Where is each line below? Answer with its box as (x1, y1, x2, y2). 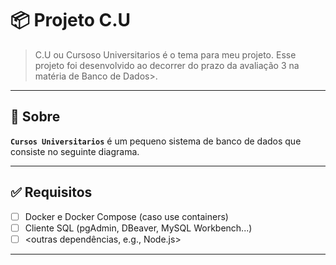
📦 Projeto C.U (10, 9, 132, 32)
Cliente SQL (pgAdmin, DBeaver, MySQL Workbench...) (24, 222, 253, 234)
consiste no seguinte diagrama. (10, 145, 140, 157)
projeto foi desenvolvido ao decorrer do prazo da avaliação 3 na (34, 59, 300, 71)
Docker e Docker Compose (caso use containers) (24, 210, 229, 222)
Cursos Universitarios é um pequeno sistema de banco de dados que (10, 135, 302, 147)
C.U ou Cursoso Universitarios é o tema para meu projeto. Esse (34, 48, 297, 61)
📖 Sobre (10, 108, 61, 126)
